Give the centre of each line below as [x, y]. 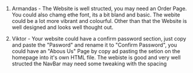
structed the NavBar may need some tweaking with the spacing [89, 64]
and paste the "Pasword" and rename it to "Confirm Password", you [94, 45]
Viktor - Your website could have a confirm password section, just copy [99, 39]
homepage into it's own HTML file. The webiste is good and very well [96, 57]
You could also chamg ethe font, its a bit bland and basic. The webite [96, 15]
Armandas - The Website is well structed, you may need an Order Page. [99, 9]
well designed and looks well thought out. [62, 27]
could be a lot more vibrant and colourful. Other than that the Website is [99, 21]
